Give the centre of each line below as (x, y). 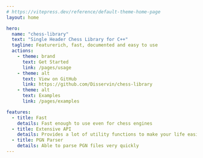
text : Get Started (45, 62)
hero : (13, 28)
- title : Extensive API (41, 129)
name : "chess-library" (40, 34)
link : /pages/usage (47, 68)
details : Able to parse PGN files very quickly (78, 146)
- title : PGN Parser (37, 140)
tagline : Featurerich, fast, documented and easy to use (85, 45)
